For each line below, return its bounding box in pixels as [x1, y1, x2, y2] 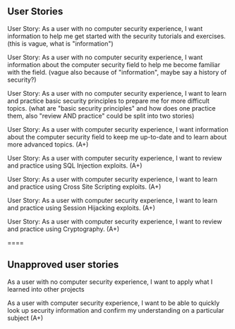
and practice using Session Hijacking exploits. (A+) [7, 204, 155, 212]
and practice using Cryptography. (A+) [7, 225, 120, 233]
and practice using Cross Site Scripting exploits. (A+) [7, 182, 162, 191]
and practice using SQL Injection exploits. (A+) [7, 161, 143, 170]
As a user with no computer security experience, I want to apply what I [7, 278, 213, 286]
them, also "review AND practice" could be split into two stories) [7, 111, 195, 120]
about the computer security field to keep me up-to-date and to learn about [7, 132, 227, 141]
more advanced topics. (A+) [7, 140, 89, 149]
